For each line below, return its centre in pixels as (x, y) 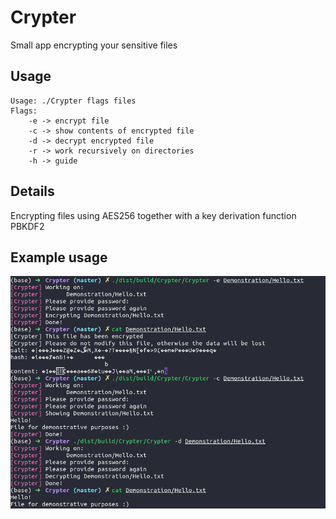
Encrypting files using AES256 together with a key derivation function (153, 215)
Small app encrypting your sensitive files (94, 45)
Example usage (59, 257)
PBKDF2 (27, 226)
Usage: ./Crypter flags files (73, 101)
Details (32, 191)
